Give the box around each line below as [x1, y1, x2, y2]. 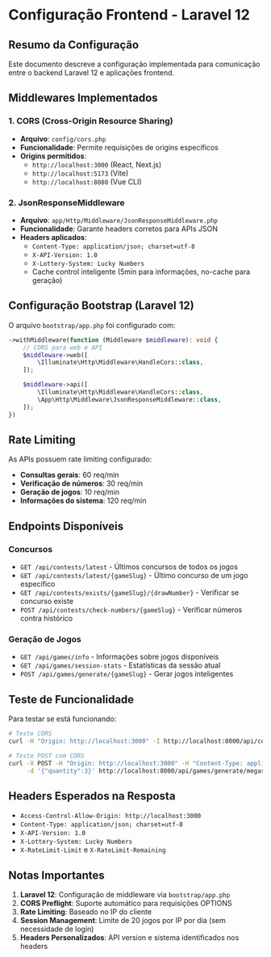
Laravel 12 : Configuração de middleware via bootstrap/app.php [19, 890, 231, 900]
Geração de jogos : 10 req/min [19, 487, 120, 497]
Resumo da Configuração [8, 38, 140, 52]
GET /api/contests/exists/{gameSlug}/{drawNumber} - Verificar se [19, 588, 240, 597]
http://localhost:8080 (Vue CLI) [31, 176, 143, 187]
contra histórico [19, 613, 73, 623]
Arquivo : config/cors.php [19, 133, 106, 143]
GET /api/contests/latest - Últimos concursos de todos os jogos [19, 562, 238, 571]
